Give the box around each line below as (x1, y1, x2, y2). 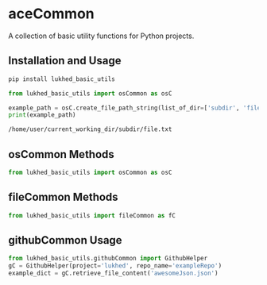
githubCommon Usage (8, 233, 122, 247)
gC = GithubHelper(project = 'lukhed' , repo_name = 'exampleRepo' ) (8, 262, 222, 270)
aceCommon (8, 5, 95, 23)
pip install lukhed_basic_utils (8, 75, 115, 83)
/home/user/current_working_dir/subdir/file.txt (8, 125, 172, 133)
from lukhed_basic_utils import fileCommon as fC (8, 211, 176, 219)
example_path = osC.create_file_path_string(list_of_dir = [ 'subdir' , (8, 104, 240, 112)
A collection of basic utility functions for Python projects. (8, 31, 195, 40)
